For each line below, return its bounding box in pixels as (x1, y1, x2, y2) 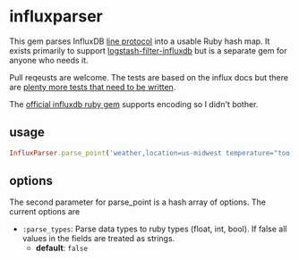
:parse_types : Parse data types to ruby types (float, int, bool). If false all (21, 223, 288, 234)
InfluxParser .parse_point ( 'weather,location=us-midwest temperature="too (9, 148, 291, 157)
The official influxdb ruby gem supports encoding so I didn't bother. (9, 98, 259, 109)
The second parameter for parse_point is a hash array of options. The (9, 197, 267, 207)
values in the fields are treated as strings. (21, 233, 175, 244)
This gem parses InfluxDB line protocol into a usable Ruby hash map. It (9, 36, 270, 46)
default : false (35, 243, 88, 254)
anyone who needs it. (9, 55, 89, 65)
